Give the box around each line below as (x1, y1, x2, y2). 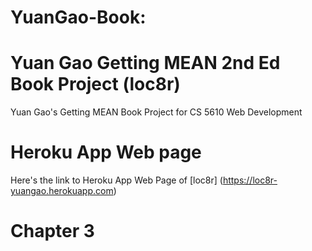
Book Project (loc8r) (10, 73, 181, 96)
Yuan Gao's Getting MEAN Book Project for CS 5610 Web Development (10, 106, 303, 118)
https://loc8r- (222, 174, 278, 186)
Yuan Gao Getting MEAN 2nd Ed (10, 52, 281, 75)
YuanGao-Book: (10, 6, 147, 29)
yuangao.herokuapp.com (10, 185, 114, 197)
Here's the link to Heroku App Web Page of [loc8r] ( (10, 174, 223, 186)
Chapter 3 (10, 220, 95, 243)
